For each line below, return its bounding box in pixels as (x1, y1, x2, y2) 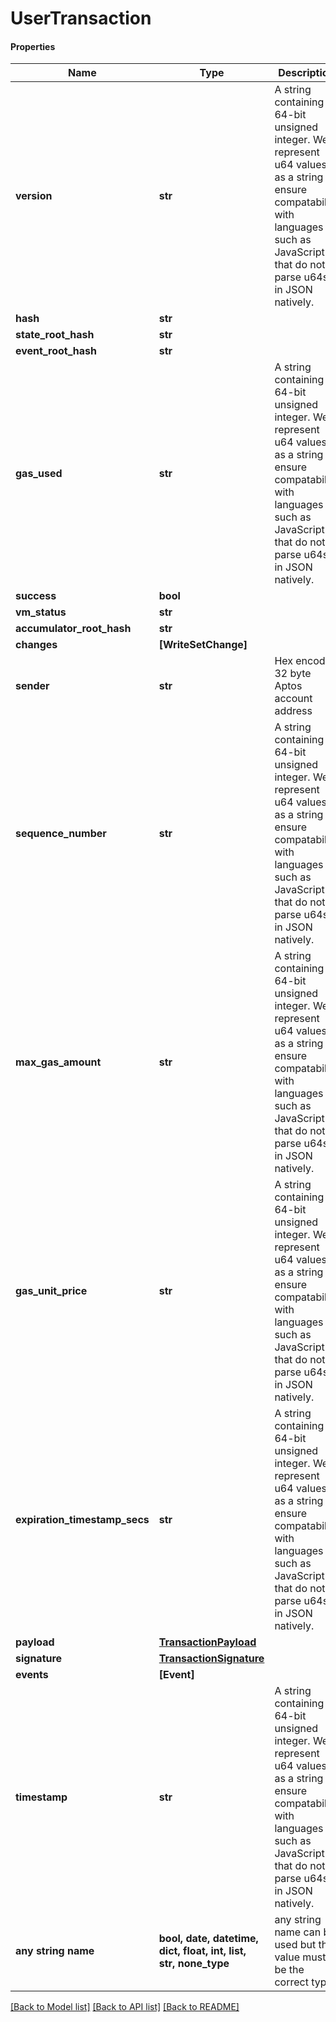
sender (15, 679, 50, 693)
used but (274, 1938, 317, 1952)
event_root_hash (15, 344, 97, 358)
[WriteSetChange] (158, 638, 248, 652)
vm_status (15, 605, 67, 619)
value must (274, 1950, 327, 1964)
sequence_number (15, 827, 107, 841)
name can (274, 1925, 322, 1939)
